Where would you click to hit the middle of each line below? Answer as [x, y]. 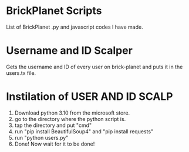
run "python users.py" [41, 137]
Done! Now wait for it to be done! [55, 144]
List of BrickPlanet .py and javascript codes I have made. [75, 27]
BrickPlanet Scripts [54, 11]
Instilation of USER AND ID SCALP [90, 97]
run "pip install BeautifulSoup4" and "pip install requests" [84, 131]
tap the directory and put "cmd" [53, 125]
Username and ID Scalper [70, 51]
